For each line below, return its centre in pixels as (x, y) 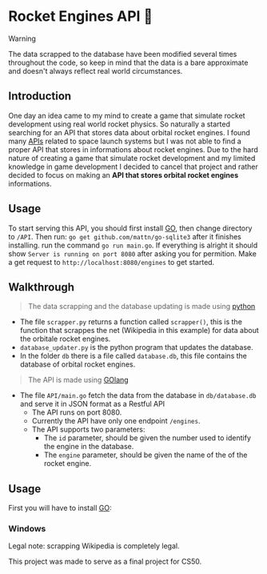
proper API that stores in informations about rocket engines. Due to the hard (133, 149)
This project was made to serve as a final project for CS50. (105, 562)
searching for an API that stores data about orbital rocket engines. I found (129, 132)
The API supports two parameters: (88, 429)
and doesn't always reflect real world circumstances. (96, 70)
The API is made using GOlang (78, 380)
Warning (22, 38)
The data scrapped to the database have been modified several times (123, 54)
